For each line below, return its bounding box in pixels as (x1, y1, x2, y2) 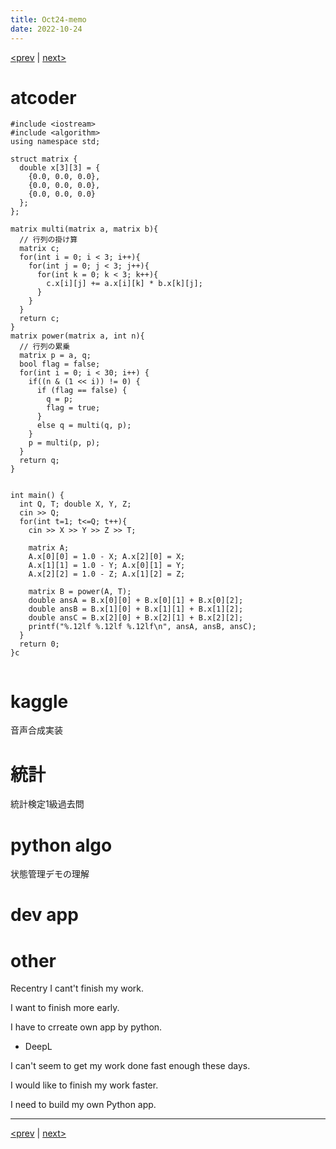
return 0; (19, 639, 60, 650)
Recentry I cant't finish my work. (10, 982, 145, 995)
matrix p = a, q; (19, 351, 92, 361)
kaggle (10, 690, 69, 713)
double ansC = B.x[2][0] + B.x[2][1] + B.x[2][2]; (28, 613, 244, 623)
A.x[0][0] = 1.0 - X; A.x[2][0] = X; (28, 552, 186, 562)
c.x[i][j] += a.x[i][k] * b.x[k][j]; (46, 279, 203, 289)
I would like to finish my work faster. (10, 1079, 159, 1091)
